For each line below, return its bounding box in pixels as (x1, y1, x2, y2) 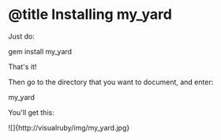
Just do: (8, 31, 36, 41)
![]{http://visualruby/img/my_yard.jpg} (8, 123, 130, 132)
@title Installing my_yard (8, 6, 172, 24)
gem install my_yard (8, 46, 73, 56)
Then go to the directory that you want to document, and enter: (8, 77, 214, 87)
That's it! (8, 61, 37, 72)
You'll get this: (8, 108, 54, 117)
